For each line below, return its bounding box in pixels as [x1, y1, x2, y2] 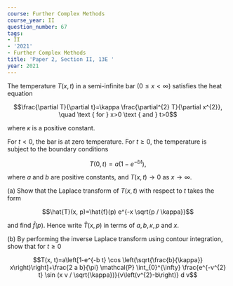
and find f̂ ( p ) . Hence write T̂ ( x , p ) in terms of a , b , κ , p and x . [7, 222, 179, 230]
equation [7, 89, 33, 97]
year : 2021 [7, 62, 39, 69]
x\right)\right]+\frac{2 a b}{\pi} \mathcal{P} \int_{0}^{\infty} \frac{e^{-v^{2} [9, 264, 227, 272]
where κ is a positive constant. [7, 123, 95, 132]
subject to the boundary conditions [7, 144, 109, 153]
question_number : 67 [7, 23, 68, 30]
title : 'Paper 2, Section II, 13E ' [7, 56, 114, 63]
